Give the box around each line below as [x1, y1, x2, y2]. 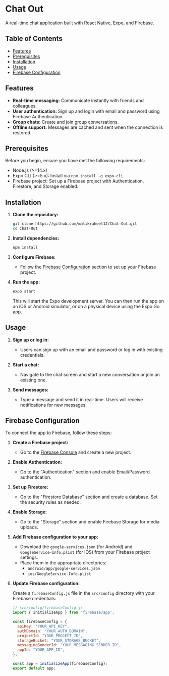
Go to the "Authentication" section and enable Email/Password [20, 469, 150, 475]
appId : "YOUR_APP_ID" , [17, 647, 65, 652]
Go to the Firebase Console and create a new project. [20, 449, 132, 455]
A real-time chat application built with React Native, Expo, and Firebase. [5, 20, 155, 26]
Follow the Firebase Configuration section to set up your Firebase [20, 264, 156, 270]
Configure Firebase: [12, 254, 56, 260]
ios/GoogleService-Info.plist [27, 571, 91, 576]
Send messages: [12, 387, 49, 393]
